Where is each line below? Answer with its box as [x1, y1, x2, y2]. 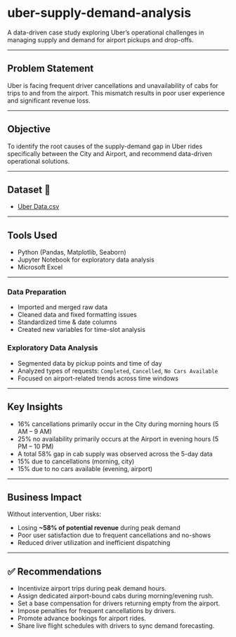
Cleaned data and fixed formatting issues [17, 311, 137, 319]
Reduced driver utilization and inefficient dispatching [17, 539, 171, 547]
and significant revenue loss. [7, 96, 91, 105]
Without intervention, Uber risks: [7, 510, 102, 518]
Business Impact [7, 491, 82, 503]
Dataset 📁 [7, 184, 51, 195]
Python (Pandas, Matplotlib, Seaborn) [17, 248, 126, 257]
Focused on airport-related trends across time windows [17, 374, 179, 382]
